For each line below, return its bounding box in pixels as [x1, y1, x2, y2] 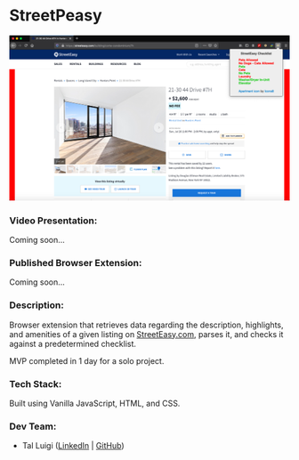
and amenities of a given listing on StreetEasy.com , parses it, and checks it [9, 328, 284, 339]
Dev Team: [9, 420, 57, 432]
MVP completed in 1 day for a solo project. [9, 355, 165, 366]
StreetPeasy [9, 5, 102, 26]
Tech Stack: [9, 377, 62, 390]
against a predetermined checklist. [9, 338, 136, 349]
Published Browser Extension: [9, 256, 142, 269]
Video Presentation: [9, 214, 98, 227]
